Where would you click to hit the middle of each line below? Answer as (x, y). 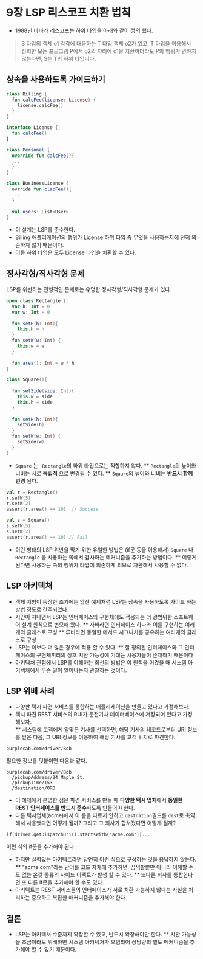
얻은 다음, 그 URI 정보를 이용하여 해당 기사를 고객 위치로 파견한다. (98, 737)
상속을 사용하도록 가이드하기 (56, 80)
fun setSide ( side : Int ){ (43, 391)
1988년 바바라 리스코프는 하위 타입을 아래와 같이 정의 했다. (84, 30)
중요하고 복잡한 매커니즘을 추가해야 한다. (79, 898)
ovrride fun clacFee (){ (42, 189)
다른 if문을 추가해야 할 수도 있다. (66, 882)
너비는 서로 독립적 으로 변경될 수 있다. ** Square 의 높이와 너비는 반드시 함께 (104, 473)
